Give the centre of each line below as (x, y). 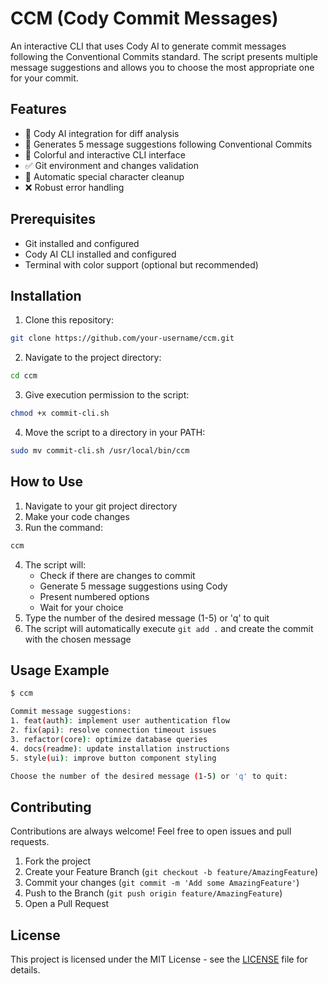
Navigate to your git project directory (101, 506)
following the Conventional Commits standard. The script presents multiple (164, 56)
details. (25, 970)
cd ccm (24, 376)
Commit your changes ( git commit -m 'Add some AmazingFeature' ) (162, 883)
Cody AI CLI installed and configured (100, 254)
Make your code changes (77, 516)
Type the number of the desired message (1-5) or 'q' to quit (147, 618)
